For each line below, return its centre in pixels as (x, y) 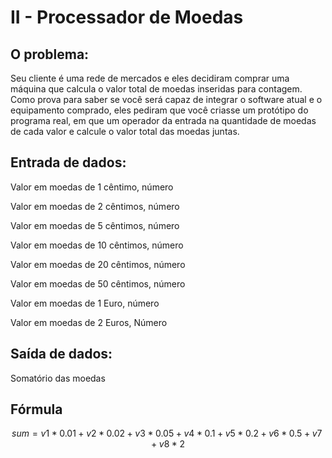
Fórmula (36, 409)
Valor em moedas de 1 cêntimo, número (92, 187)
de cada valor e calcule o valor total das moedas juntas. (125, 131)
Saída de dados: (61, 354)
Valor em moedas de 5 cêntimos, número (95, 225)
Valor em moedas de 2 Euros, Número (89, 322)
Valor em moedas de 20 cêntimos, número (98, 264)
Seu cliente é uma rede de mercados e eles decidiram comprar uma (150, 78)
